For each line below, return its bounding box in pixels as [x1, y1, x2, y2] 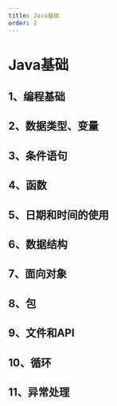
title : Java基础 [8, 11, 60, 20]
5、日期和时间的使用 [8, 208, 110, 221]
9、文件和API [8, 326, 75, 340]
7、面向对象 [8, 267, 68, 281]
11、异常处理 [8, 385, 70, 399]
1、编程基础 [8, 90, 66, 103]
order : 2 [8, 19, 37, 27]
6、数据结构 [8, 238, 68, 252]
